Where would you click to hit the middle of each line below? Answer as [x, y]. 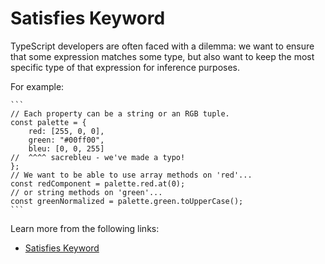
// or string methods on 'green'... [86, 192]
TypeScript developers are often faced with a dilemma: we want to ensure [162, 46]
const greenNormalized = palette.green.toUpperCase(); [127, 201]
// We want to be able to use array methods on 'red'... [131, 175]
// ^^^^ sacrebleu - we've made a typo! [98, 157]
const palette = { [48, 122]
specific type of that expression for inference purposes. [125, 67]
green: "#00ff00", [66, 140]
